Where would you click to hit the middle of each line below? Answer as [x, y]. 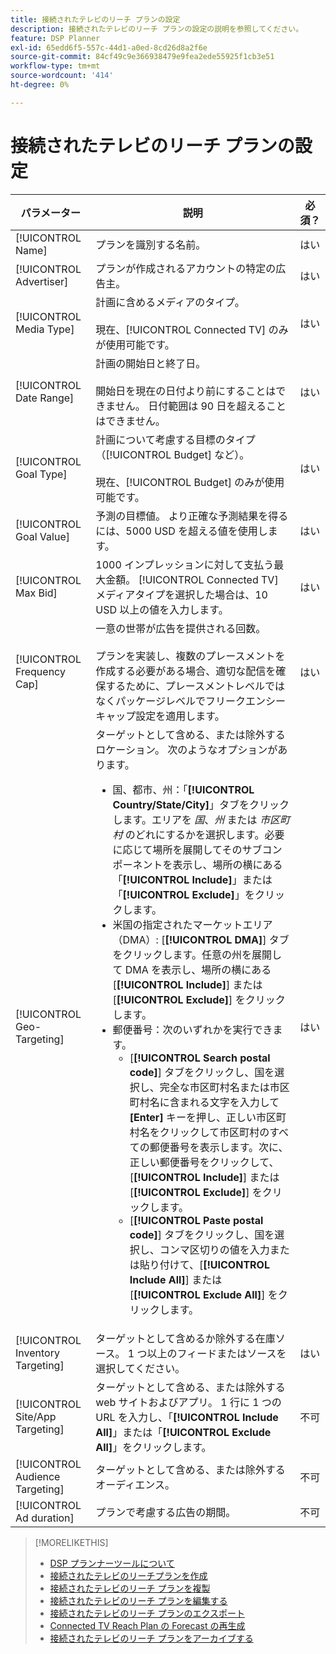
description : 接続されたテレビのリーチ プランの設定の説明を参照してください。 [157, 29]
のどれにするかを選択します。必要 [204, 834]
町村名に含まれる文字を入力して [204, 1102]
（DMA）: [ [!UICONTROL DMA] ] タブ [201, 939]
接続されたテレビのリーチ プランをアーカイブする [151, 1638]
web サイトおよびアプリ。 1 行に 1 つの [188, 1402]
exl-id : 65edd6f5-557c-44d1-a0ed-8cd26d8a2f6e [109, 47]
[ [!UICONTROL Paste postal [196, 1220]
